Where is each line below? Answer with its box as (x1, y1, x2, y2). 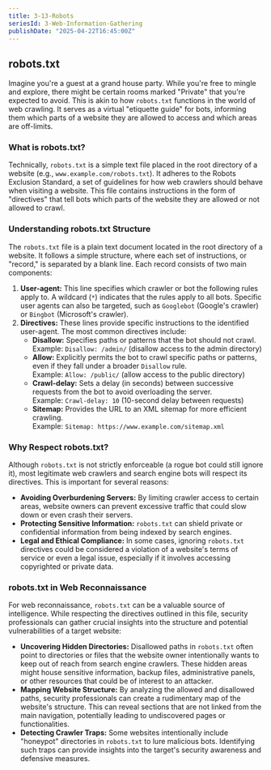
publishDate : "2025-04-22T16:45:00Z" (8, 27, 136, 35)
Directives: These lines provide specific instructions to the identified (19, 318, 249, 327)
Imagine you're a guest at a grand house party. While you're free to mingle (8, 79, 256, 88)
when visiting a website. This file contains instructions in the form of (8, 186, 236, 195)
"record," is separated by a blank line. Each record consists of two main (8, 259, 247, 268)
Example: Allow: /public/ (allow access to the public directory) (32, 370, 245, 379)
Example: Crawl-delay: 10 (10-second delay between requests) (32, 395, 244, 405)
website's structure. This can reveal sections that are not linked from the (19, 702, 262, 712)
